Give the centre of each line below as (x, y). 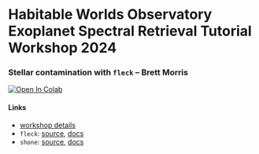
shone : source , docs (52, 141)
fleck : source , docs (52, 133)
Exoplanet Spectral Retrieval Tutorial (130, 31)
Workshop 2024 (63, 48)
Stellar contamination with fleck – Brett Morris (98, 72)
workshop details (48, 125)
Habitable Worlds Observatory (110, 15)
